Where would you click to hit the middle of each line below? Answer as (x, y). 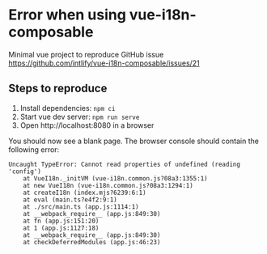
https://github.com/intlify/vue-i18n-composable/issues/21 (104, 63)
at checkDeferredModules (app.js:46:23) (92, 242)
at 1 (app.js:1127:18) (61, 228)
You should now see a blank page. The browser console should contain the (133, 141)
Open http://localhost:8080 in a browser (87, 125)
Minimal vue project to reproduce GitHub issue (86, 54)
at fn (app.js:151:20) (61, 221)
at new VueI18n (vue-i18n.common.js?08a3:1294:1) (108, 185)
